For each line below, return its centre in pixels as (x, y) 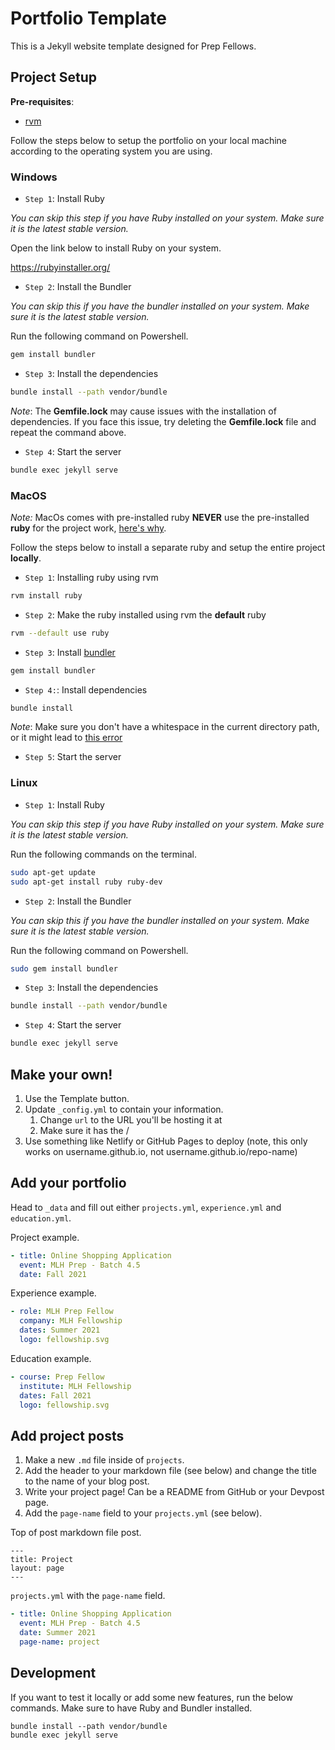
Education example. (51, 1358)
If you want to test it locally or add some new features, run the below (151, 1697)
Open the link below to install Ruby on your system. (116, 248)
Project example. (45, 1237)
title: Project (42, 1560)
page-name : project (60, 1642)
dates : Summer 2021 (60, 1330)
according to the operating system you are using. (111, 151)
